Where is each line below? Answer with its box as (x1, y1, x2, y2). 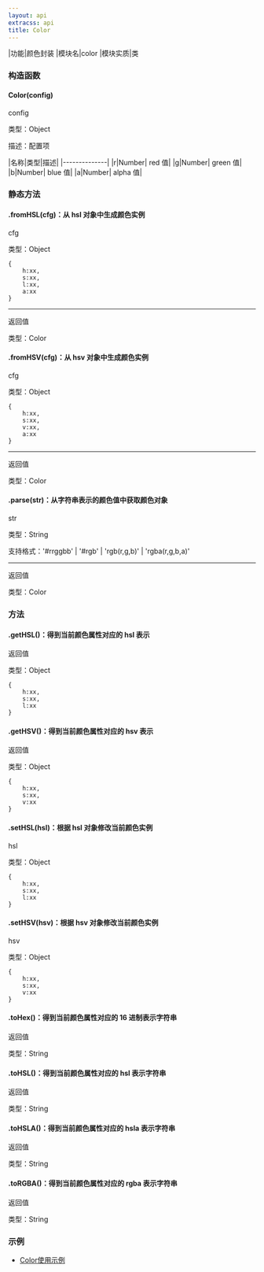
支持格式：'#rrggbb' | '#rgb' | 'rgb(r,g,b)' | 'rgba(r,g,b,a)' (8, 546, 190, 556)
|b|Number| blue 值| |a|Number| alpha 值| (8, 167, 143, 177)
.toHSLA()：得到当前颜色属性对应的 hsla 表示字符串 (8, 1123, 175, 1133)
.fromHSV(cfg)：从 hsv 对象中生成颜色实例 (8, 353, 149, 362)
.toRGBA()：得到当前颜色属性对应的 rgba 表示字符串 (8, 1178, 178, 1188)
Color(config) (8, 90, 53, 99)
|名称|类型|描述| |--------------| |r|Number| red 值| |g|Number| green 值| (8, 157, 242, 167)
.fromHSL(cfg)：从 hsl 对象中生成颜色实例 (8, 210, 145, 220)
